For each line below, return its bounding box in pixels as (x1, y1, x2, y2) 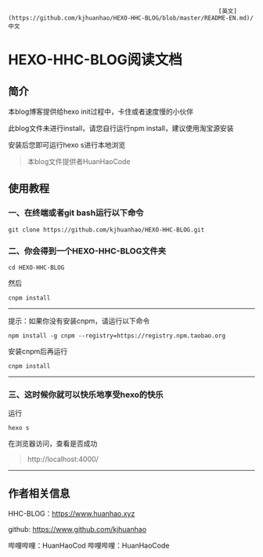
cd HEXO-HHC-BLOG (8, 264, 65, 271)
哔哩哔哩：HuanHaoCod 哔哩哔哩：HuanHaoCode (8, 541, 170, 551)
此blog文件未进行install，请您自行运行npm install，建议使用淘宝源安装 (8, 124, 234, 133)
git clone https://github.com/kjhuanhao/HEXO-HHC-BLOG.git (8, 226, 205, 234)
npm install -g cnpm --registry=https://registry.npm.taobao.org (8, 332, 225, 340)
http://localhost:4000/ (27, 454, 99, 464)
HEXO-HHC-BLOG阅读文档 (8, 51, 182, 69)
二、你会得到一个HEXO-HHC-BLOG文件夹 (8, 246, 167, 257)
